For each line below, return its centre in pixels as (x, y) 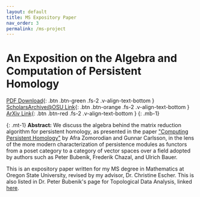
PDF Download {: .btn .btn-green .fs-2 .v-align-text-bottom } (80, 101)
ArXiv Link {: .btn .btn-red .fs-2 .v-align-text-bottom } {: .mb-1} (83, 114)
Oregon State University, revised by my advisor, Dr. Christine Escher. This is (100, 175)
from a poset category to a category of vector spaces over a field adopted (98, 151)
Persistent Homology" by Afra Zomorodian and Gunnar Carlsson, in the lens (100, 138)
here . (13, 188)
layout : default (27, 12)
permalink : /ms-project (36, 29)
